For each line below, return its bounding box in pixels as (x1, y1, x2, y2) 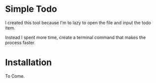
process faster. (5, 39, 36, 45)
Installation (5, 57, 52, 68)
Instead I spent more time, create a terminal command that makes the (5, 34, 146, 40)
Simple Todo (5, 3, 58, 15)
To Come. (5, 73, 25, 79)
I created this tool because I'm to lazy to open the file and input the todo (5, 20, 151, 26)
